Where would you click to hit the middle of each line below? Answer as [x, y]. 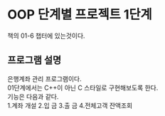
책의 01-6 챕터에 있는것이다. [46, 36]
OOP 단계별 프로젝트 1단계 [80, 15]
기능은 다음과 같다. [33, 96]
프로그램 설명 [34, 60]
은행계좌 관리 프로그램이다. [44, 78]
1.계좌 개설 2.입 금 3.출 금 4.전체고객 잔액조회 [70, 105]
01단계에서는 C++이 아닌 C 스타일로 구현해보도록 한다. [83, 88]
